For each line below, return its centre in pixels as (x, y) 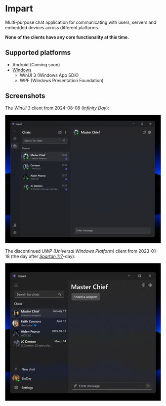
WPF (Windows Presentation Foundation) (62, 80)
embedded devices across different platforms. (52, 27)
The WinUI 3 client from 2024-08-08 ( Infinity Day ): (57, 108)
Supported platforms (38, 53)
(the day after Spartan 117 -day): (43, 256)
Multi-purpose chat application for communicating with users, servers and (81, 22)
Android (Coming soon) (36, 64)
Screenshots (25, 96)
